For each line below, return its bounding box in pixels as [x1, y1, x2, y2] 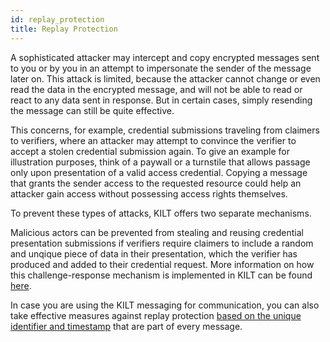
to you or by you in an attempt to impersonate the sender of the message [10, 62, 312, 74]
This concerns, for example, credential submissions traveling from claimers [10, 124, 320, 136]
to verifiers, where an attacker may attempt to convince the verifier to [10, 134, 297, 146]
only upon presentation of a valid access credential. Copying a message [10, 166, 308, 178]
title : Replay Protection [10, 24, 118, 34]
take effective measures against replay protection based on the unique [10, 309, 302, 321]
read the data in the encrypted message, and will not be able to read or [10, 83, 303, 95]
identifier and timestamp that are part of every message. [10, 320, 243, 332]
